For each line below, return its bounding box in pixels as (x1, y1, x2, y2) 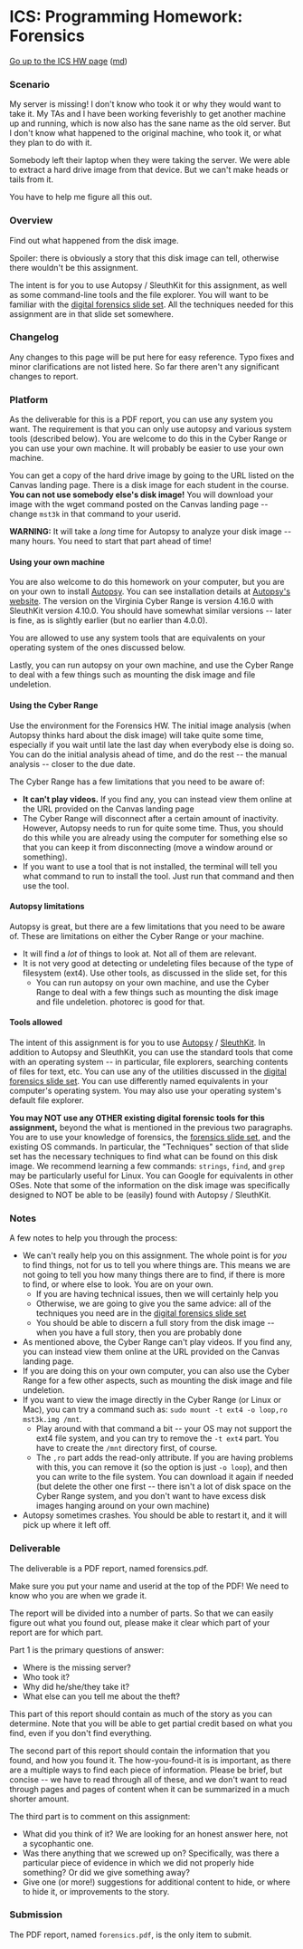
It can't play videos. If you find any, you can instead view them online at (22, 793, 292, 804)
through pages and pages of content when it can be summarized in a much (9, 1783, 290, 1794)
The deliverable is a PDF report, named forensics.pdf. (9, 1562, 209, 1573)
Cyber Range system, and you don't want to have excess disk (35, 1491, 267, 1502)
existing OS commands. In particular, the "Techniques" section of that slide (9, 1141, 289, 1152)
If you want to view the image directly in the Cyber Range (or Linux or (22, 1395, 282, 1406)
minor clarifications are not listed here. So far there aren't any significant (9, 360, 279, 372)
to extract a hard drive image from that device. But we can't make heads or (9, 165, 289, 176)
